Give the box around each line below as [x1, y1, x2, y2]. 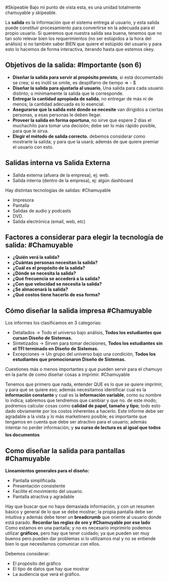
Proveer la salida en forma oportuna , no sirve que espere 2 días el [12, 117, 152, 123]
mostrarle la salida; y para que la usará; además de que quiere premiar [12, 138, 159, 144]
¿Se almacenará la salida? [12, 286, 68, 292]
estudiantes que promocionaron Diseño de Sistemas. [12, 356, 126, 362]
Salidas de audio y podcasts [12, 207, 71, 214]
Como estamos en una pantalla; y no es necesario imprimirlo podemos [5, 525, 152, 531]
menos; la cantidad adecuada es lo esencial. [12, 101, 105, 107]
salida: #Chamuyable [5, 241, 73, 249]
